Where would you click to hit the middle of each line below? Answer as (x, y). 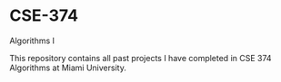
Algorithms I (32, 41)
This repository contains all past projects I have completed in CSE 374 (140, 58)
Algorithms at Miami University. (68, 68)
